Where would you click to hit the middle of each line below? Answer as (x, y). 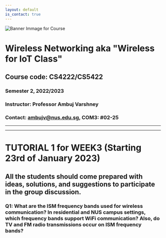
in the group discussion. (43, 192)
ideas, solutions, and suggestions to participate (80, 184)
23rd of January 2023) (53, 158)
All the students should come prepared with (74, 177)
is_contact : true (23, 14)
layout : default (22, 10)
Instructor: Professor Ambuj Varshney (52, 104)
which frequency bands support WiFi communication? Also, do (83, 218)
